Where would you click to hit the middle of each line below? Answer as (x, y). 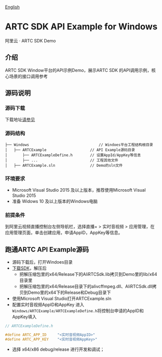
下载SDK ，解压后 (29, 268)
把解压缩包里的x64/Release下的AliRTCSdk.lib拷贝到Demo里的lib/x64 (88, 274)
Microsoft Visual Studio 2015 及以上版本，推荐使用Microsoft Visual (79, 190)
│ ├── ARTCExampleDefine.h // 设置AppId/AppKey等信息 (73, 155)
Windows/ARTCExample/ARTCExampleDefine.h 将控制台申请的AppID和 (78, 311)
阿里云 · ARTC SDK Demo (30, 40)
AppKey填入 (24, 317)
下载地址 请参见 (20, 120)
